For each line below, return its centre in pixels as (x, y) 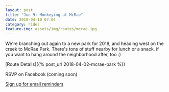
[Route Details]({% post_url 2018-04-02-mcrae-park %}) (65, 64)
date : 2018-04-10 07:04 (31, 19)
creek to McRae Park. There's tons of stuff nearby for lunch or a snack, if (82, 49)
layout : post (19, 10)
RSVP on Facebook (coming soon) (41, 74)
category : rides (22, 24)
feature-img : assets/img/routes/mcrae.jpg (51, 29)
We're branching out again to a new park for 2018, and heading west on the (85, 43)
